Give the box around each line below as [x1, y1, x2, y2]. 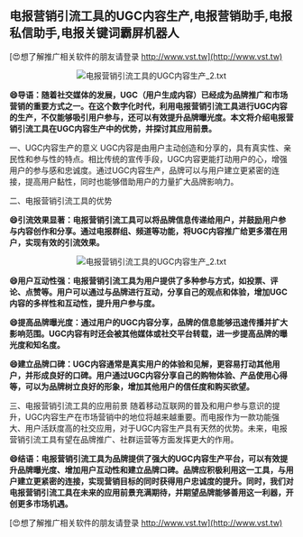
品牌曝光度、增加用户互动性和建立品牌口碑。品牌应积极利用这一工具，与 [16, 464, 286, 475]
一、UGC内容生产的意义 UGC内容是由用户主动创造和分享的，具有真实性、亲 [9, 142, 292, 153]
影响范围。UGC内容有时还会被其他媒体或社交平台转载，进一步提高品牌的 [9, 328, 280, 339]
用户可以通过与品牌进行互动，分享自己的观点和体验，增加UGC [56, 287, 289, 297]
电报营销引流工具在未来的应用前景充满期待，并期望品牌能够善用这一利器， [9, 487, 286, 497]
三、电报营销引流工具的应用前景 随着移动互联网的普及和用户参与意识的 [9, 400, 272, 411]
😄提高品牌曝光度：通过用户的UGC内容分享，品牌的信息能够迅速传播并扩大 [9, 316, 289, 327]
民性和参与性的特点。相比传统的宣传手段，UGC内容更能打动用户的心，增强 [9, 153, 289, 164]
